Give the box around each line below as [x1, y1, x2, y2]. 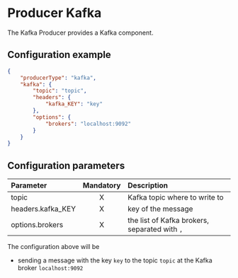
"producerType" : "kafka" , [20, 74, 97, 81]
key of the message [127, 204, 193, 214]
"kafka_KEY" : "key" [45, 100, 103, 108]
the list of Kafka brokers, [127, 216, 210, 226]
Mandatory [82, 180, 121, 190]
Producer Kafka [7, 5, 102, 21]
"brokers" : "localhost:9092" [45, 120, 132, 127]
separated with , [127, 224, 183, 234]
